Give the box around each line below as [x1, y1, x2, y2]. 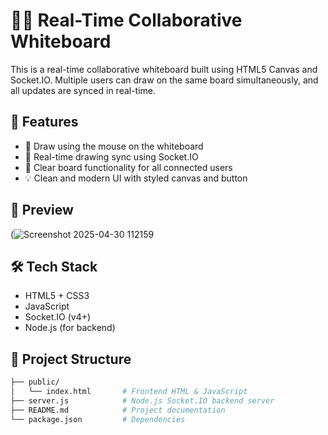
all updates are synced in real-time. [10, 84, 157, 96]
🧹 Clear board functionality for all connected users [24, 161, 233, 173]
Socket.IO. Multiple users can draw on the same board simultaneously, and [10, 74, 319, 86]
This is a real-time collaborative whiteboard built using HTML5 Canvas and [10, 63, 318, 75]
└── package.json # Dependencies [10, 414, 186, 424]
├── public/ [10, 377, 60, 388]
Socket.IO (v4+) [24, 311, 92, 323]
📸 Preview [10, 202, 74, 219]
